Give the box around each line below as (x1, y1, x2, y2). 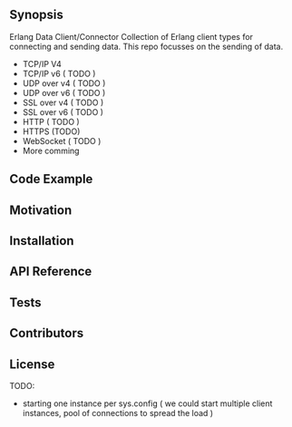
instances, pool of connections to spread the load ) (22, 407, 214, 418)
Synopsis (9, 7, 63, 23)
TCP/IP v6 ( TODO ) (22, 68, 96, 79)
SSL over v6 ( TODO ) (22, 106, 104, 117)
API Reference (9, 264, 92, 279)
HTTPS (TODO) (22, 126, 81, 137)
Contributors (9, 325, 84, 341)
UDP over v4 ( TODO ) (22, 77, 106, 89)
